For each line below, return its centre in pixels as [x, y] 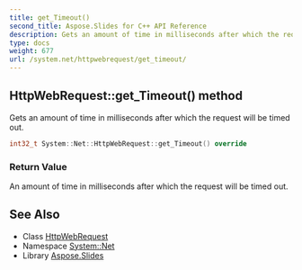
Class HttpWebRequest [65, 236]
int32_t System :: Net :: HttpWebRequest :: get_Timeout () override [128, 144]
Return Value [38, 166]
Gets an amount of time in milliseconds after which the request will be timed [150, 117]
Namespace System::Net [68, 246]
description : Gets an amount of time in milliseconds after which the [144, 34]
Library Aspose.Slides [63, 255]
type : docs [30, 43]
